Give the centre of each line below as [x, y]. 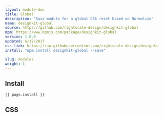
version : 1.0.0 [20, 37]
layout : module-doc [25, 10]
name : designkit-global [29, 23]
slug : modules [20, 59]
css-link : [15, 46]
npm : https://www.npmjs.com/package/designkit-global [61, 32]
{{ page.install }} [25, 95]
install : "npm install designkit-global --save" [55, 50]
